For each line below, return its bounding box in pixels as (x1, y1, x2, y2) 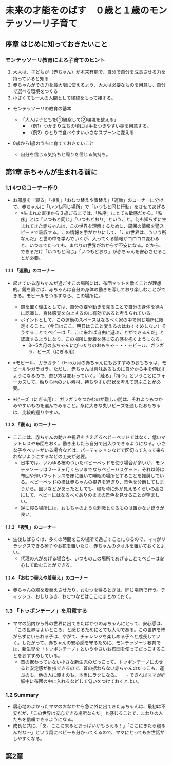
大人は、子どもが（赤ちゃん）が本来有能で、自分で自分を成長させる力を (12, 69, 166, 75)
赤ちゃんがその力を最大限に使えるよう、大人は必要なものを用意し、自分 (12, 82, 166, 88)
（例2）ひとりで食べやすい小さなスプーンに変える (28, 129, 135, 135)
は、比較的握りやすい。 (12, 409, 63, 415)
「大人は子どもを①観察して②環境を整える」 (20, 116, 119, 122)
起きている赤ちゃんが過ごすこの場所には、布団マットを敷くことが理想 (12, 279, 162, 286)
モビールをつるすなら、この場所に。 (26, 292, 103, 298)
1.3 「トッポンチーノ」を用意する (5, 607, 87, 614)
